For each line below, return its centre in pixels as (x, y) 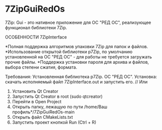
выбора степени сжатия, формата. (41, 67)
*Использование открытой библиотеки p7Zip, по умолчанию (69, 52)
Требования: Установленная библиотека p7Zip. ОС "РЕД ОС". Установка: (81, 76)
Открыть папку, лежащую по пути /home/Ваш (60, 107)
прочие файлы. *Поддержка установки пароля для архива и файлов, (77, 62)
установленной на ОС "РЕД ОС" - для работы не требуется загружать (79, 56)
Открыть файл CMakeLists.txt (42, 117)
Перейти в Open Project (37, 101)
